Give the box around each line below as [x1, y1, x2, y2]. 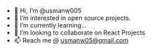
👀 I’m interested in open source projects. [13, 14, 131, 22]
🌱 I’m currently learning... [13, 21, 87, 29]
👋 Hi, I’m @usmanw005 [13, 7, 82, 14]
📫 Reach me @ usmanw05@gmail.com [13, 37, 129, 44]
